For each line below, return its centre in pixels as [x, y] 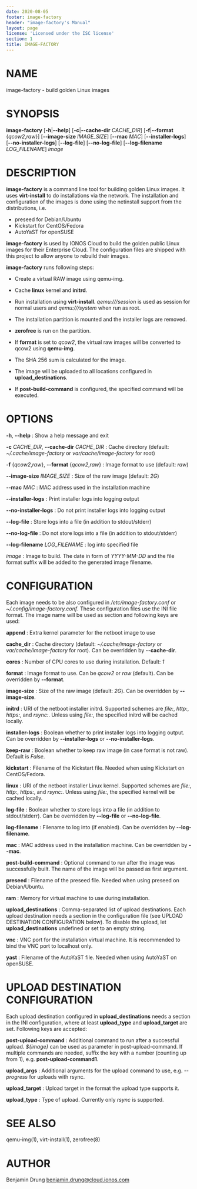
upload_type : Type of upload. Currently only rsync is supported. [85, 1099]
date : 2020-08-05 [27, 12]
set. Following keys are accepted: [47, 1029]
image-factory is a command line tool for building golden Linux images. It [96, 189]
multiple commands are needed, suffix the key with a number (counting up [96, 1053]
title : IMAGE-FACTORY [33, 45]
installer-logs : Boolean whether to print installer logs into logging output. [95, 733]
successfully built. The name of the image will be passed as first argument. [97, 869]
